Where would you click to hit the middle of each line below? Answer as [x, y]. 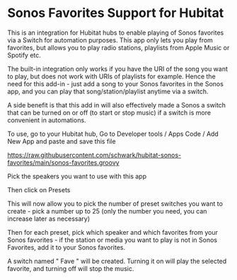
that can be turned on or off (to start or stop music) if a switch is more [109, 112]
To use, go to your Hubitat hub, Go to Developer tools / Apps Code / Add [113, 134]
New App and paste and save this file [62, 141]
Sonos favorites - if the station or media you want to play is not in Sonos [112, 240]
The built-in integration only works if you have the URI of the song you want [118, 69]
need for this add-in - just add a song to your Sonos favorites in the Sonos [116, 83]
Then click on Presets [39, 189]
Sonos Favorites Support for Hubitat [116, 13]
